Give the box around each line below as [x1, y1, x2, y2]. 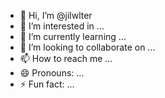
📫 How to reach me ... [19, 53, 113, 64]
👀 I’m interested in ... [19, 20, 105, 32]
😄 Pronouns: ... [19, 67, 85, 79]
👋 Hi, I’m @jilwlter [19, 10, 93, 21]
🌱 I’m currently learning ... [19, 31, 127, 42]
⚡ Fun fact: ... [19, 78, 75, 90]
